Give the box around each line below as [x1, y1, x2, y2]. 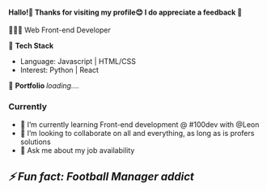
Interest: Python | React [19, 66, 100, 75]
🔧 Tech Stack [8, 41, 54, 51]
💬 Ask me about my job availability [19, 145, 135, 155]
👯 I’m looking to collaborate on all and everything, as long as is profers [19, 128, 255, 138]
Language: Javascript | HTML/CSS [19, 57, 136, 66]
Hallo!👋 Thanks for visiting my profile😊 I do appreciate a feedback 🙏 [8, 7, 243, 17]
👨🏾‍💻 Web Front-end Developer [8, 25, 112, 35]
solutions [19, 137, 51, 146]
